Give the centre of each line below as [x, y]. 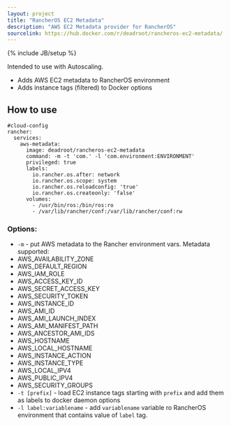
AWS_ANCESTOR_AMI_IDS [56, 334]
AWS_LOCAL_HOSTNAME [55, 348]
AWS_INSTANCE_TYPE [50, 363]
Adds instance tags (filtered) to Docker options [84, 87]
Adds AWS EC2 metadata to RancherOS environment [94, 80]
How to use [32, 109]
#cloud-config [28, 126]
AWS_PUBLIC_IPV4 [45, 378]
